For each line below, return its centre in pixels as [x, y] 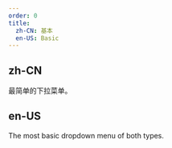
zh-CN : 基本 [35, 30]
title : [19, 23]
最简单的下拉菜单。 [40, 91]
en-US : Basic [37, 38]
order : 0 [23, 16]
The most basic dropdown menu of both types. [86, 135]
